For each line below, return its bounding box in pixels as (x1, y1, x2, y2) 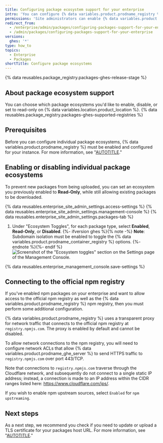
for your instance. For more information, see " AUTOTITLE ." (5, 149, 122, 155)
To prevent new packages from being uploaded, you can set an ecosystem (5, 184, 155, 189)
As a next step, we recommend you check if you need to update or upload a (5, 422, 157, 428)
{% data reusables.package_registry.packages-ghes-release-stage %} (5, 75, 147, 81)
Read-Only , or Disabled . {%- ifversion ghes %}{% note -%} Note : (12, 228, 145, 234)
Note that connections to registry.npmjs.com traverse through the (5, 365, 137, 371)
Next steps (5, 409, 39, 418)
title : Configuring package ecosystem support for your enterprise (5, 7, 145, 12)
